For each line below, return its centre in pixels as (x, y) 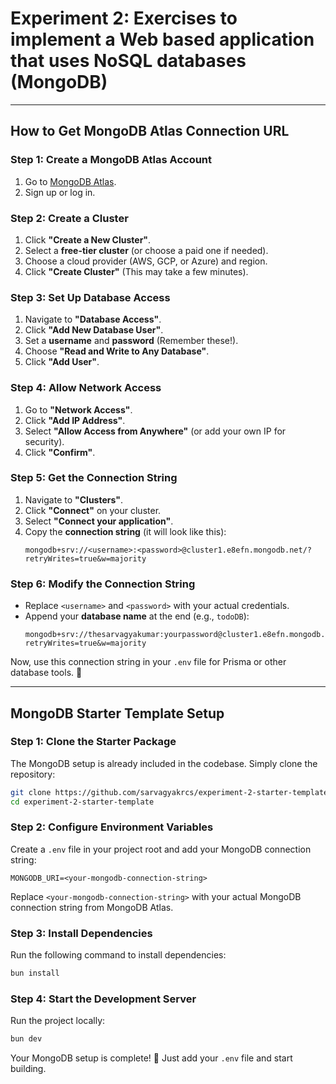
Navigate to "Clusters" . (73, 499)
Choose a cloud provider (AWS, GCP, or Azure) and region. (146, 261)
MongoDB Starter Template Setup (117, 713)
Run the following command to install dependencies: (118, 955)
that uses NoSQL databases (128, 61)
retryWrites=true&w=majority (85, 558)
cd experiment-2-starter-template (82, 802)
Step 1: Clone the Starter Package (93, 742)
